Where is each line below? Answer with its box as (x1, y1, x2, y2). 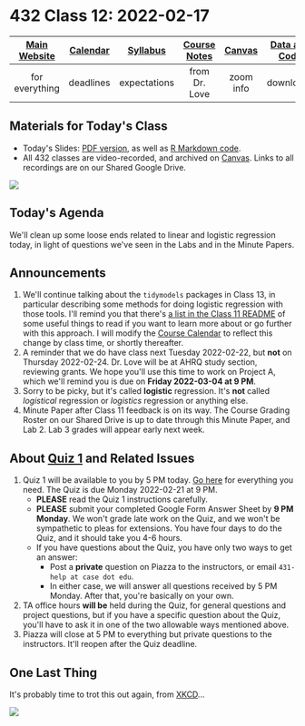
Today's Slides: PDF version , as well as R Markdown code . (22, 142, 241, 153)
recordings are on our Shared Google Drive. (22, 162, 186, 172)
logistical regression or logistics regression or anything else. (22, 396, 249, 407)
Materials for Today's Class (9, 119, 168, 134)
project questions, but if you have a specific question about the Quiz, (22, 610, 281, 621)
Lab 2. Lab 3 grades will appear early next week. (22, 424, 205, 436)
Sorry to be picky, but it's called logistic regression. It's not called (22, 386, 271, 397)
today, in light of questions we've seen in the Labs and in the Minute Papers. (9, 239, 295, 250)
